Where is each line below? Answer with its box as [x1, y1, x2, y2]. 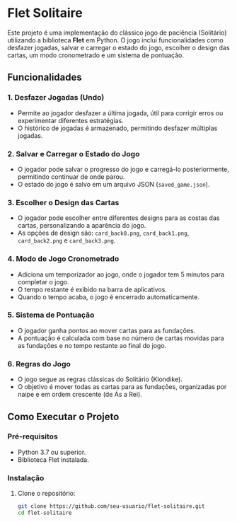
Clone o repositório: [17, 489, 76, 498]
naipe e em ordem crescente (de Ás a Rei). [17, 390, 143, 399]
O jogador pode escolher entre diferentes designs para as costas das [17, 214, 220, 222]
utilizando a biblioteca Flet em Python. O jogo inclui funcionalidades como [7, 35, 224, 44]
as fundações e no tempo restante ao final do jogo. [17, 341, 167, 349]
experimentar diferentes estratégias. [17, 116, 124, 124]
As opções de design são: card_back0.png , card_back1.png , [17, 228, 190, 238]
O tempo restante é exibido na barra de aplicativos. [17, 285, 168, 294]
